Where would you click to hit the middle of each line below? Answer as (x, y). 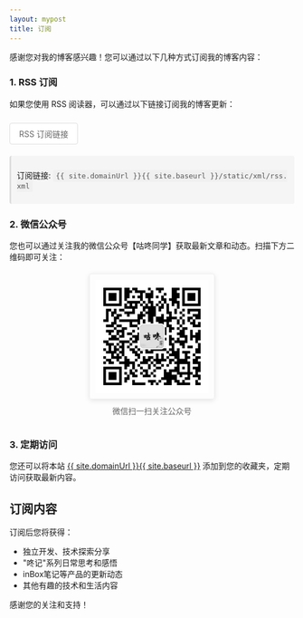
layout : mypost (38, 19)
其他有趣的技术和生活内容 (70, 585)
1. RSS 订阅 (33, 82)
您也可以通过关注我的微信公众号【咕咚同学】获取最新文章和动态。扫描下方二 (152, 246)
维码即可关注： (37, 257)
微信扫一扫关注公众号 (152, 411)
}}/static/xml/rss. (248, 175)
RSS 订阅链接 (44, 134)
